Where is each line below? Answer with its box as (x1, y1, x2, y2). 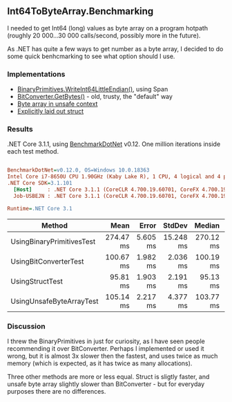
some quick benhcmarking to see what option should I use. (7, 52, 175, 60)
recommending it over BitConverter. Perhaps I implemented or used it (7, 344, 205, 352)
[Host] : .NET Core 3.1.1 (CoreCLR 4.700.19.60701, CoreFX (13, 186, 199, 193)
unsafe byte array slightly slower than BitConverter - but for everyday (7, 380, 205, 388)
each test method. (7, 147, 59, 156)
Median (194, 221, 220, 230)
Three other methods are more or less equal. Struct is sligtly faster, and (7, 372, 210, 381)
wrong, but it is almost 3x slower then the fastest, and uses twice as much (7, 351, 218, 360)
